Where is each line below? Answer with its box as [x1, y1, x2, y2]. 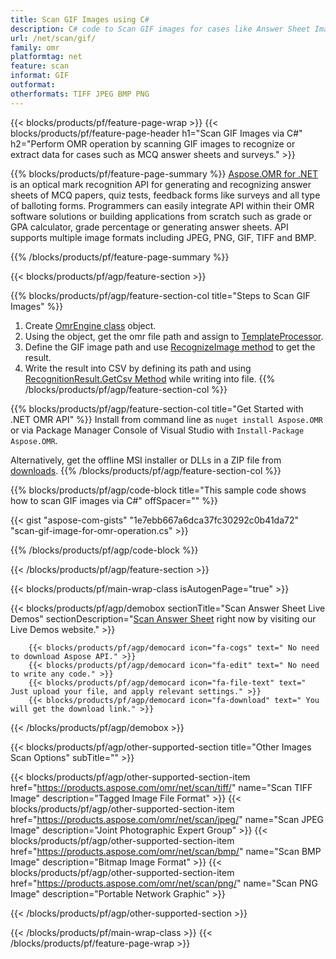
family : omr [10, 42, 60, 53]
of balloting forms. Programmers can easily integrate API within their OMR [10, 199, 315, 211]
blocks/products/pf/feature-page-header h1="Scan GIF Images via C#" [10, 127, 303, 139]
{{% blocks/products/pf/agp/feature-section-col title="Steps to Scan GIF [10, 289, 311, 301]
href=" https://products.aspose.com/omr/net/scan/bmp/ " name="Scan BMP [10, 845, 322, 857]
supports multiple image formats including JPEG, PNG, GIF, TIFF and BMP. [10, 231, 317, 243]
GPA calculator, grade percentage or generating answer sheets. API [10, 221, 289, 233]
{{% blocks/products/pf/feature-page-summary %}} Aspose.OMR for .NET [10, 167, 319, 180]
